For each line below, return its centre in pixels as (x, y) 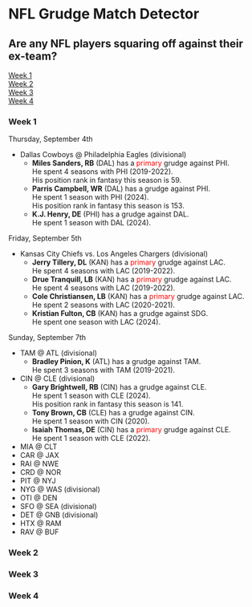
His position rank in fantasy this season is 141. (108, 404)
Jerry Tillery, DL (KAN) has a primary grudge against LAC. (129, 262)
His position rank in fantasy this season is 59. (107, 180)
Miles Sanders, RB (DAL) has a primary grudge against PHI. (131, 163)
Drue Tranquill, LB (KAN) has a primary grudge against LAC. (132, 279)
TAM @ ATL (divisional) (59, 353)
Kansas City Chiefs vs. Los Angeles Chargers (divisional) (114, 254)
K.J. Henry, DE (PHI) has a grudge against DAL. (111, 214)
